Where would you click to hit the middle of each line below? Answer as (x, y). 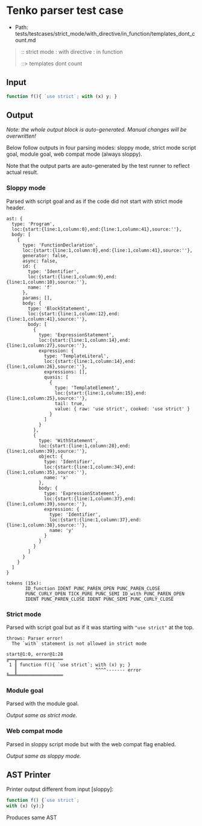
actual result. (22, 172)
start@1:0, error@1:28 (35, 655)
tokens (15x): (24, 583)
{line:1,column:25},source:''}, (47, 398)
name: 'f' (40, 287)
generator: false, (45, 255)
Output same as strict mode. (42, 716)
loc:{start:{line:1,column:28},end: (84, 446)
